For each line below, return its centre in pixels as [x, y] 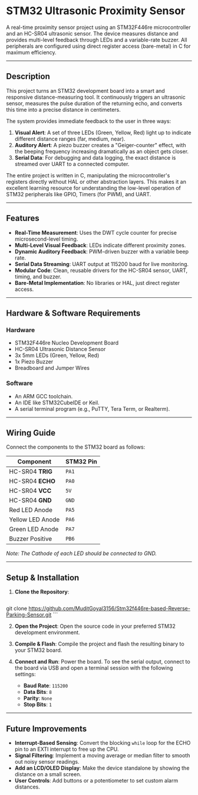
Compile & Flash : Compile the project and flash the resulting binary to [99, 644]
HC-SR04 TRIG [31, 472]
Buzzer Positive [31, 539]
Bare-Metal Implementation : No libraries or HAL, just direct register [97, 283]
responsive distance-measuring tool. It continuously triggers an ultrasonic [96, 97]
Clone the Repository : [42, 592]
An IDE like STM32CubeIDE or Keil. [57, 403]
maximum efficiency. [32, 52]
